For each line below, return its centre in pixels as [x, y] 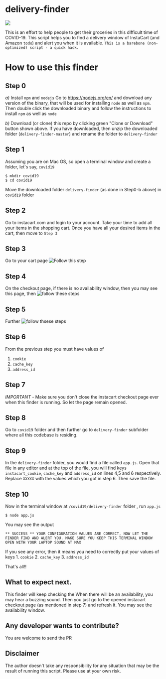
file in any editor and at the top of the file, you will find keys [66, 468]
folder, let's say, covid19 [30, 167]
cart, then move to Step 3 [31, 233]
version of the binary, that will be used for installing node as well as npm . [78, 103]
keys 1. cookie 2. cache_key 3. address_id [47, 557]
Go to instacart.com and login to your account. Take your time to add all [79, 222]
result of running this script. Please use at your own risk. [63, 671]
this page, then [21, 294]
